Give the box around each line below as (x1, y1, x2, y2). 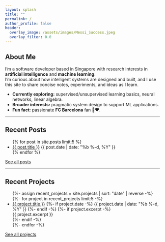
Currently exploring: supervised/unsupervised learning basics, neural (12, 91, 155, 97)
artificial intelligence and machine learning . (5, 71, 96, 77)
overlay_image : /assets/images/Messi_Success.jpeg (9, 30, 115, 35)
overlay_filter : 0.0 (9, 35, 52, 40)
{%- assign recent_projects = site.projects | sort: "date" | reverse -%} (12, 190, 153, 197)
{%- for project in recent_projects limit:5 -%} (12, 196, 103, 202)
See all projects (5, 232, 37, 238)
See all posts (5, 158, 31, 165)
